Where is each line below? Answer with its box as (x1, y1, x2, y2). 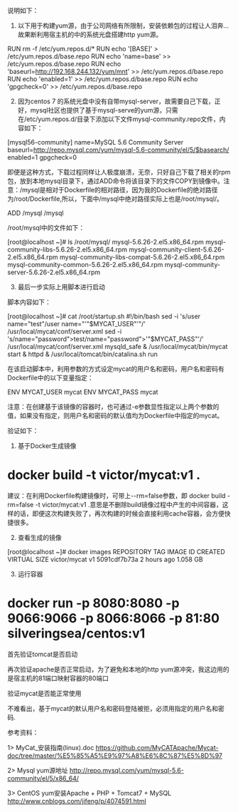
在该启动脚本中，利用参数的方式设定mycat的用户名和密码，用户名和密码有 (7, 365, 225, 373)
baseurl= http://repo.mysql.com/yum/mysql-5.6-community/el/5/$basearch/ (7, 145, 229, 154)
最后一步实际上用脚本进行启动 (17, 283, 105, 291)
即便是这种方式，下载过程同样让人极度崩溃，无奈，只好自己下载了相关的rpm (7, 168, 231, 176)
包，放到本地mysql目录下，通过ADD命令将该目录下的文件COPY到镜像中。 (7, 177, 224, 185)
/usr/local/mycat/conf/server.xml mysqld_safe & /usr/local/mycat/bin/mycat (7, 343, 228, 350)
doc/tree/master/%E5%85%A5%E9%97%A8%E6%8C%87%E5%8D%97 (7, 751, 222, 760)
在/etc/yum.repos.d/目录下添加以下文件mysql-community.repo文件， (17, 115, 220, 123)
